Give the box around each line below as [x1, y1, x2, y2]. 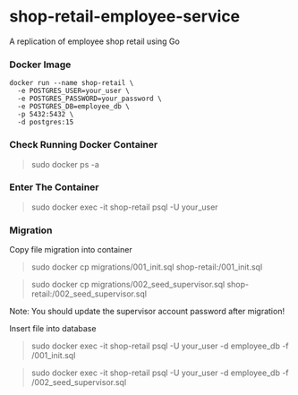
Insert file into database [9, 323, 97, 334]
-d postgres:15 [17, 118, 74, 127]
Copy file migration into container [9, 245, 132, 255]
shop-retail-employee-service [9, 6, 241, 27]
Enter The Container [9, 181, 99, 193]
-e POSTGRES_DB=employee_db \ [17, 102, 130, 111]
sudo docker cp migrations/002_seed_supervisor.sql [30, 279, 226, 290]
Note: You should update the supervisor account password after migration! [9, 306, 285, 317]
